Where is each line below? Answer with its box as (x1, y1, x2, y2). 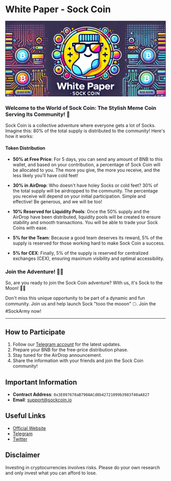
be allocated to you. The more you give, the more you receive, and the (12, 167, 160, 173)
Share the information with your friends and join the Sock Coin (12, 357, 144, 364)
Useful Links (5, 412, 46, 420)
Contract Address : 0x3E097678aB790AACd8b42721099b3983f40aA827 (12, 392, 150, 398)
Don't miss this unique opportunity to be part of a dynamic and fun (5, 295, 145, 301)
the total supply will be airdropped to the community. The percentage (12, 188, 158, 194)
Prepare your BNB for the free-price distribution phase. (12, 347, 129, 353)
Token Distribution (5, 145, 46, 151)
